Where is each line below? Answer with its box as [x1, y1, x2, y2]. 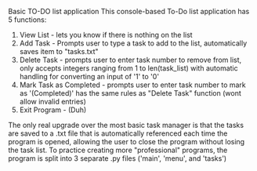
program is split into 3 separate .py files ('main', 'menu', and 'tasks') [8, 154, 227, 163]
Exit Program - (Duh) [19, 105, 87, 115]
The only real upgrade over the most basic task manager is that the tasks [8, 121, 244, 129]
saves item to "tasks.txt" [19, 47, 100, 56]
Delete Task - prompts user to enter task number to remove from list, [19, 55, 242, 64]
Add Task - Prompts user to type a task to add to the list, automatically [19, 38, 248, 48]
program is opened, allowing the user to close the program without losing [8, 137, 245, 146]
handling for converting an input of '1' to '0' [19, 72, 159, 81]
